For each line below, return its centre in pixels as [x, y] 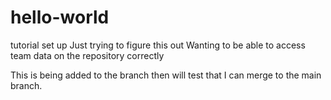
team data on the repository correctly [87, 55]
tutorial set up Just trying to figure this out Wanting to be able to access [158, 45]
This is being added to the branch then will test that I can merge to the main [166, 75]
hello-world [60, 17]
